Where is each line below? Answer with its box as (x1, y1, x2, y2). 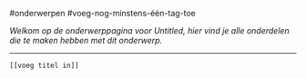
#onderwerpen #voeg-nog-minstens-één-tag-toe (9, 8, 196, 18)
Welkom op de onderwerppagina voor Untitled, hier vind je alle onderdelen (9, 25, 290, 35)
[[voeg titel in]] (9, 61, 79, 70)
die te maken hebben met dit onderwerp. (9, 35, 163, 45)
